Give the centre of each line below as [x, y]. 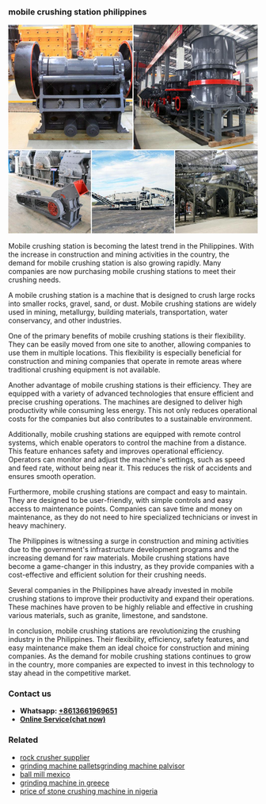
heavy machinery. [37, 525]
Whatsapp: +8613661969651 [68, 711]
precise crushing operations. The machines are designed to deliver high [125, 402]
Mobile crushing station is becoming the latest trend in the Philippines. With [131, 245]
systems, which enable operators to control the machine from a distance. [127, 443]
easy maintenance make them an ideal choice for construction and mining [129, 647]
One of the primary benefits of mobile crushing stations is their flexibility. [127, 335]
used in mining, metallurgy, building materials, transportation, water [118, 311]
